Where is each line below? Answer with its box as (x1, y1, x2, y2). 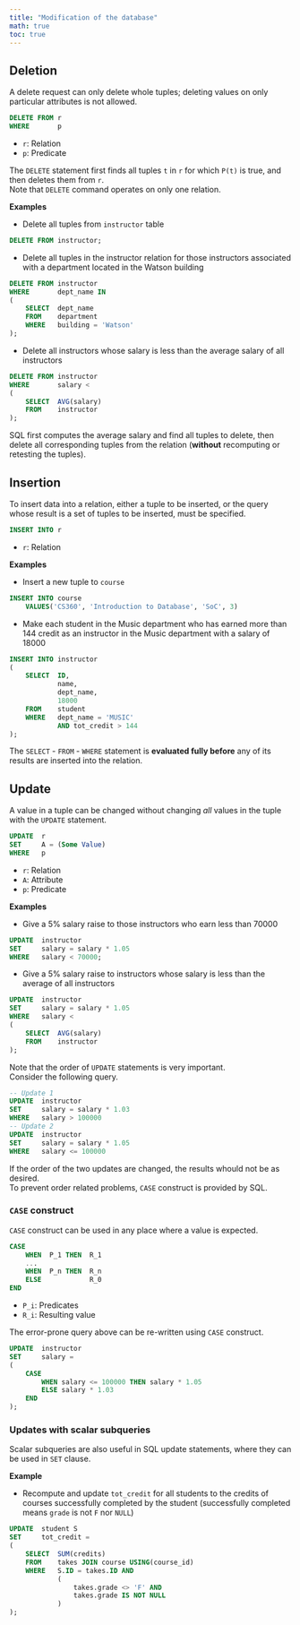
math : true (9, 21, 50, 30)
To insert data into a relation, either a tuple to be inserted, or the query (9, 499, 269, 509)
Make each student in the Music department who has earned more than (21, 618, 287, 629)
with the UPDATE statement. (9, 814, 107, 825)
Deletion (9, 63, 58, 78)
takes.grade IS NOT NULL (73, 1591, 167, 1600)
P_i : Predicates (21, 1300, 79, 1311)
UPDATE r (9, 832, 47, 841)
